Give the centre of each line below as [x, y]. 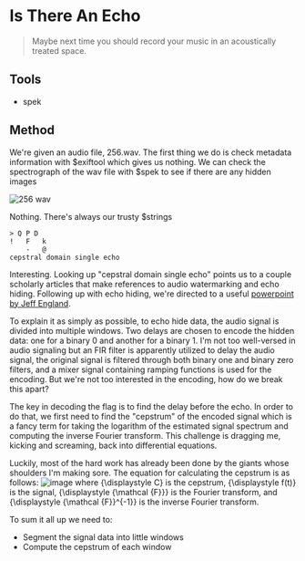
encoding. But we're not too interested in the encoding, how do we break [147, 379]
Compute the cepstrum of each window [97, 546]
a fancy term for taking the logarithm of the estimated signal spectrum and [149, 426]
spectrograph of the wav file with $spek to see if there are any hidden [140, 171]
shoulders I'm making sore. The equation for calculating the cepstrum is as [150, 473]
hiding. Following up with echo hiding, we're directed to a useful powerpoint [152, 294]
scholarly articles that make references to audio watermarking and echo [144, 284]
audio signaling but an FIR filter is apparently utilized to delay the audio [142, 350]
